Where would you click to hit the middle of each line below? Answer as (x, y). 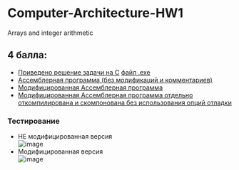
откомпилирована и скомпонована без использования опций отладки (124, 102)
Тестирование (34, 121)
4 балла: (27, 55)
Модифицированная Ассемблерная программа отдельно (105, 95)
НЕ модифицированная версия (65, 137)
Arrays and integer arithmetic (51, 33)
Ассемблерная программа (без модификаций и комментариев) (115, 80)
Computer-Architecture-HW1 (96, 13)
